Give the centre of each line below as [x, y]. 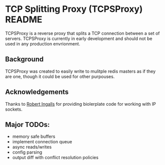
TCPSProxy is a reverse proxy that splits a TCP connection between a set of [82, 33]
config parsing [27, 152]
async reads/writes [32, 147]
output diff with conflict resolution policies [55, 158]
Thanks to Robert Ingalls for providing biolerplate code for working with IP [81, 104]
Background [24, 60]
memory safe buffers [34, 136]
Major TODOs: [27, 124]
